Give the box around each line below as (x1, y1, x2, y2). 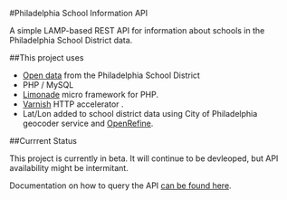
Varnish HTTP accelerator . (22, 99, 124, 110)
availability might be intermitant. (9, 163, 129, 173)
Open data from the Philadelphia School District (22, 70, 201, 81)
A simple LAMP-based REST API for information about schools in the (9, 25, 265, 35)
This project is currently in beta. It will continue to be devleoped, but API (9, 153, 279, 164)
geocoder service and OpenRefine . (22, 118, 154, 129)
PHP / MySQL (22, 80, 74, 90)
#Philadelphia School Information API (9, 8, 148, 18)
